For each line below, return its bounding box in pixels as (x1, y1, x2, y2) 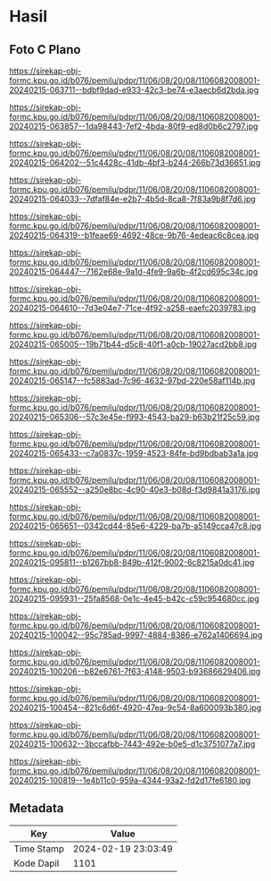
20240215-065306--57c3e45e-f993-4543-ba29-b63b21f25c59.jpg (9, 411, 260, 422)
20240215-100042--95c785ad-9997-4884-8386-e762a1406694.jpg (9, 630, 263, 640)
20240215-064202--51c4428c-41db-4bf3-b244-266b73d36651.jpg (9, 157, 261, 167)
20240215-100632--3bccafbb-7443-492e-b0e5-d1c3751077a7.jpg (9, 739, 256, 749)
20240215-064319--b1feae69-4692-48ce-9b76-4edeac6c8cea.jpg (9, 230, 259, 241)
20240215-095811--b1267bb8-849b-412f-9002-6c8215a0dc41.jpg (9, 557, 255, 567)
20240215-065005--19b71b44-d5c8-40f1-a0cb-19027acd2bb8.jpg (9, 339, 257, 350)
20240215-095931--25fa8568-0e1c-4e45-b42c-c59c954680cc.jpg (9, 593, 260, 604)
